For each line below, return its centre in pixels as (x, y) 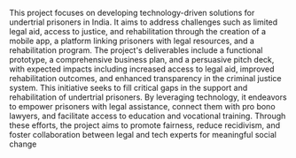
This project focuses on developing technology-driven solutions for (132, 13)
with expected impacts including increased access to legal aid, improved (142, 69)
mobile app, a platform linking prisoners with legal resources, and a (132, 41)
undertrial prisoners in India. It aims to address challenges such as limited (144, 22)
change (23, 144)
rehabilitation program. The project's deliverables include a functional (136, 50)
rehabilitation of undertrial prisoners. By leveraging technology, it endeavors (148, 97)
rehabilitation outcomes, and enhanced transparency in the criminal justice (145, 78)
